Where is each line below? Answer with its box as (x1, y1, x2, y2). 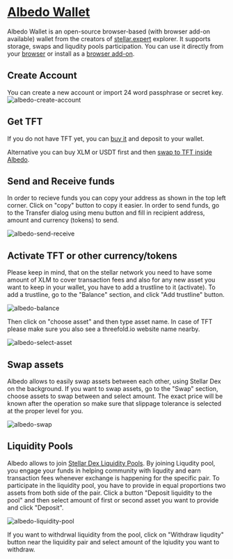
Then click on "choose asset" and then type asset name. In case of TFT (7, 318, 213, 326)
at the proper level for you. (7, 407, 83, 415)
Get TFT (7, 116, 43, 128)
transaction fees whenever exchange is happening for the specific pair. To (7, 473, 220, 482)
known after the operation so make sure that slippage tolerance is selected (7, 399, 222, 408)
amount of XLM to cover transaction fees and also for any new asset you (7, 276, 216, 284)
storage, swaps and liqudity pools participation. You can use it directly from (7, 42, 224, 50)
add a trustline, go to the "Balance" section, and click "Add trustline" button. (7, 291, 225, 299)
